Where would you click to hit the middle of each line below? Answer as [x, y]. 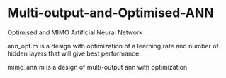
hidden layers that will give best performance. [74, 53]
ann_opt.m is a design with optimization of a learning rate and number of [113, 46]
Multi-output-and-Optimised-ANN [111, 13]
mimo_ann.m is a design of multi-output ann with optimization [97, 67]
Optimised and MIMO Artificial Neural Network [75, 32]
